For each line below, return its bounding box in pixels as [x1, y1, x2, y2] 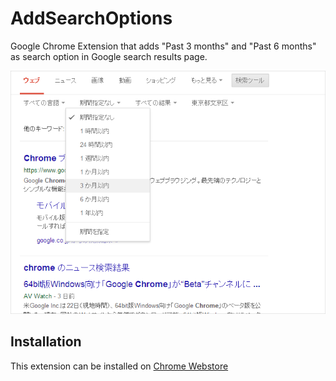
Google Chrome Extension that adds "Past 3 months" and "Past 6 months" [10, 40, 317, 52]
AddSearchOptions [10, 7, 173, 30]
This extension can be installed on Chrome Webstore [10, 360, 229, 372]
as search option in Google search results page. [10, 50, 208, 62]
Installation [10, 333, 82, 351]
